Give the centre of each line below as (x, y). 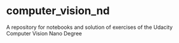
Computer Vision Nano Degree (44, 33)
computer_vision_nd (58, 11)
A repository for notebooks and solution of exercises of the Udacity (89, 27)
